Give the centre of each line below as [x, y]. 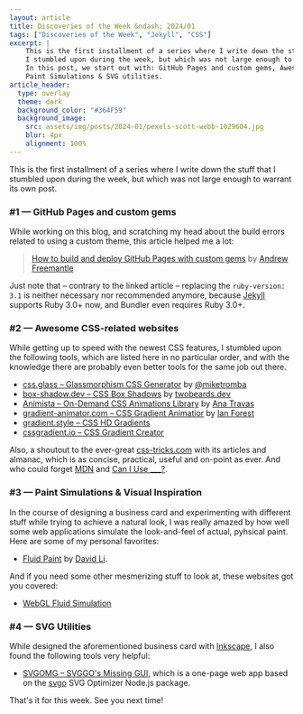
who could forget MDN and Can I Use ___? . [89, 469]
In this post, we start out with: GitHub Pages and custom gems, [151, 69]
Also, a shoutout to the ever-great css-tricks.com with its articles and [138, 450]
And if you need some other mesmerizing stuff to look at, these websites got [151, 576]
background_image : [52, 118]
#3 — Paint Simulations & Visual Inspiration [106, 493]
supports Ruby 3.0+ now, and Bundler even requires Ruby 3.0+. [127, 305]
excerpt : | [30, 43]
